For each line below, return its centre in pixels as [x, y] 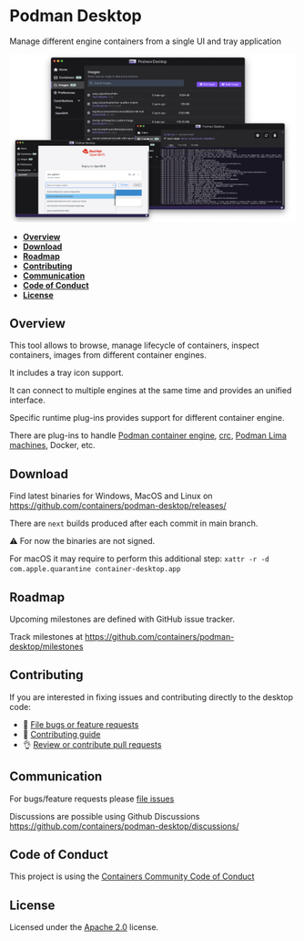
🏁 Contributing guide [61, 734]
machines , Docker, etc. [52, 445]
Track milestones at [46, 636]
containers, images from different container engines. [108, 355]
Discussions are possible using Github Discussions [105, 816]
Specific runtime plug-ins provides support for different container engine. [147, 418]
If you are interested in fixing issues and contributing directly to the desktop [152, 697]
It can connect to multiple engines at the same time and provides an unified [151, 391]
